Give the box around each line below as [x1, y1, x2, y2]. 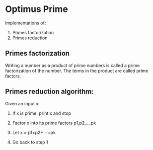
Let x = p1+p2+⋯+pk [12, 129, 56, 135]
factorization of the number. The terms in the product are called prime [5, 68, 149, 74]
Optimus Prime [5, 3, 68, 15]
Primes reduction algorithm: [5, 87, 94, 96]
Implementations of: [5, 20, 46, 26]
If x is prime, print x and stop [12, 110, 71, 116]
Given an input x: [5, 100, 40, 106]
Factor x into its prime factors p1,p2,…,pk [12, 120, 96, 126]
